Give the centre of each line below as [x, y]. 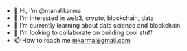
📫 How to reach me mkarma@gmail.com [72, 40]
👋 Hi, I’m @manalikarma [47, 11]
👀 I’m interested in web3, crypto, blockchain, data [84, 18]
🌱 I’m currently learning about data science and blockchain [97, 25]
